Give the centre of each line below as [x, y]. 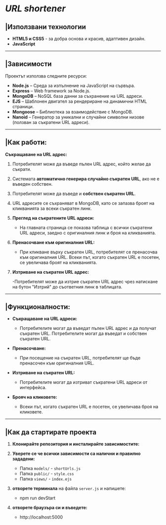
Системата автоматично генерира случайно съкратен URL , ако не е [86, 179]
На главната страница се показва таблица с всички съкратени [86, 227]
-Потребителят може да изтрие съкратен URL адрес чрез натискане [85, 282]
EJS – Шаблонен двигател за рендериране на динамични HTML [80, 101]
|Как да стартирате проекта [51, 432]
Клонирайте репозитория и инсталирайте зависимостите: [76, 444]
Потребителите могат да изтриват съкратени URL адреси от [83, 382]
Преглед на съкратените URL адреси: [53, 218]
